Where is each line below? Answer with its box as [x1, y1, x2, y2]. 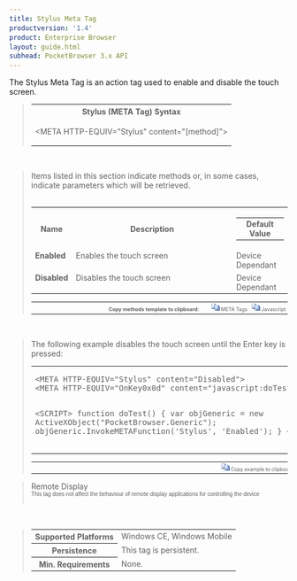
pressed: [30, 348, 64, 359]
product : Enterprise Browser [9, 33, 117, 42]
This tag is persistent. [120, 545, 200, 555]
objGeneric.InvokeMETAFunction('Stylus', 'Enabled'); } [34, 426, 283, 437]
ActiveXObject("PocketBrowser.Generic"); [34, 417, 217, 428]
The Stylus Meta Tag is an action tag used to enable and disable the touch [9, 77, 279, 88]
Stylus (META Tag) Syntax [81, 106, 181, 117]
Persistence [51, 545, 97, 555]
